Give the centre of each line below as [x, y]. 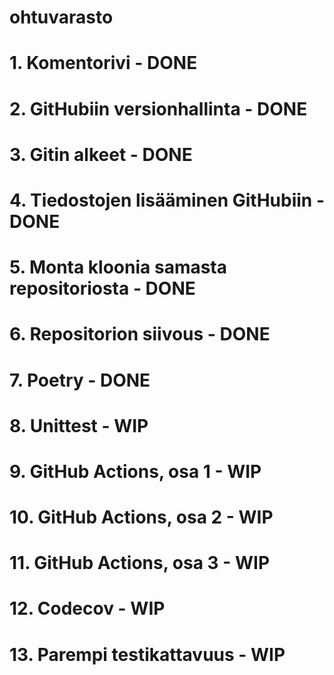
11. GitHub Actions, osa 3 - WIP [140, 563]
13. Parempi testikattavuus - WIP [147, 654]
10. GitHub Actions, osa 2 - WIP [141, 517]
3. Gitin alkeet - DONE [101, 154]
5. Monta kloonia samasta [118, 267]
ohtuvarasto [61, 17]
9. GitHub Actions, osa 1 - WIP [135, 471]
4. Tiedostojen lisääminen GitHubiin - [167, 200]
